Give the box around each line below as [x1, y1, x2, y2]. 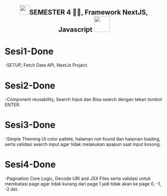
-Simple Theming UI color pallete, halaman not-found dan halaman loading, [5, 136, 161, 142]
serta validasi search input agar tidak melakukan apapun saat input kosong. [5, 141, 161, 147]
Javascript [58, 26, 93, 34]
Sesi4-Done [5, 159, 56, 170]
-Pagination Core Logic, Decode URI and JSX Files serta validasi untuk [5, 175, 151, 181]
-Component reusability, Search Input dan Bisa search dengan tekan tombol [5, 96, 162, 103]
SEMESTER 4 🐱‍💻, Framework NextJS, [29, 8, 148, 17]
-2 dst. [5, 186, 19, 192]
